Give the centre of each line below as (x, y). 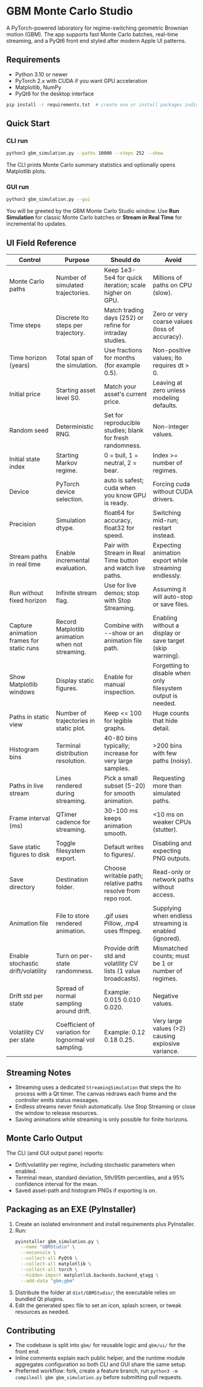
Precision (23, 524)
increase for (121, 753)
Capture (21, 625)
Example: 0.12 (125, 1033)
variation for (73, 1033)
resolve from (122, 891)
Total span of (75, 358)
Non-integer (171, 426)
